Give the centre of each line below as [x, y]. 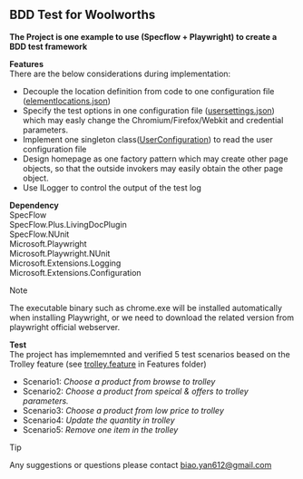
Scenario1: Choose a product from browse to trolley [119, 381]
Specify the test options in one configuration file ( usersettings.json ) [148, 110]
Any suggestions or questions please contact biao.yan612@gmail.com [141, 464]
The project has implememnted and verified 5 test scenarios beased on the [150, 354]
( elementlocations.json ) [67, 101]
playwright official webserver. [65, 327]
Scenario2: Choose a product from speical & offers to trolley [136, 391]
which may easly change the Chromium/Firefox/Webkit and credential [153, 120]
